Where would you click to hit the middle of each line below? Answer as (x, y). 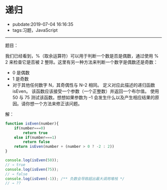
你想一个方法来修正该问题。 (54, 103)
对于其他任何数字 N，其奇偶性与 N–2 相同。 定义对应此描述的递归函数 (84, 85)
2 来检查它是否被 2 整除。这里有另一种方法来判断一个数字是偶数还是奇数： (82, 62)
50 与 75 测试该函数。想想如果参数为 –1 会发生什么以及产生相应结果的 (83, 97)
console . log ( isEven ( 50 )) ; (32, 160)
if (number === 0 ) (30, 128)
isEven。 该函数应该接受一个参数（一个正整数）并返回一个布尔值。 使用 (85, 91)
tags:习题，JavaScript (35, 30)
